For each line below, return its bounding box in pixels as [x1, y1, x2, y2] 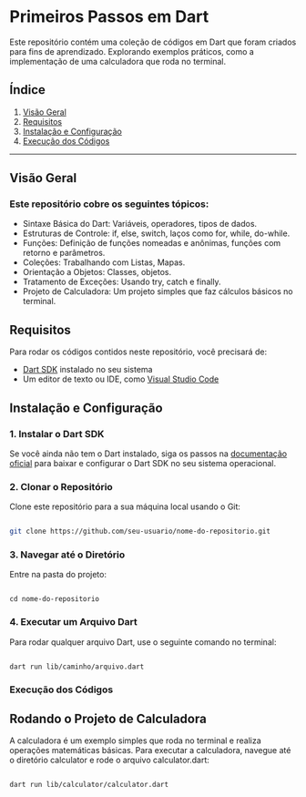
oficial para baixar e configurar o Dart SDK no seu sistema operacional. [9, 457, 276, 468]
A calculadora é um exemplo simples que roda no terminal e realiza [9, 735, 261, 746]
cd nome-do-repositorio [9, 595, 100, 604]
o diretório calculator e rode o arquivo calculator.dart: [9, 754, 209, 766]
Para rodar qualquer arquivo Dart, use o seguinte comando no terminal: [9, 636, 277, 648]
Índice [9, 82, 46, 97]
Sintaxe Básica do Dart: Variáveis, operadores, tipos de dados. [22, 219, 258, 230]
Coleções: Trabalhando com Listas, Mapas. [22, 257, 186, 268]
